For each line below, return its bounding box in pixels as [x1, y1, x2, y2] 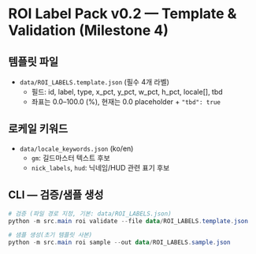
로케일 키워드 [8, 122, 69, 136]
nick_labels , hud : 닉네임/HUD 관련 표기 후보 [31, 162, 170, 172]
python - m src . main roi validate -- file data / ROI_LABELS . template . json [8, 217, 248, 225]
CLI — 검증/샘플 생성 [8, 189, 104, 202]
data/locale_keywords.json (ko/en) [19, 144, 134, 153]
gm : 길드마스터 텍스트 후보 [31, 153, 110, 162]
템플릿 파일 [8, 54, 59, 68]
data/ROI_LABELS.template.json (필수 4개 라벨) [19, 77, 169, 87]
